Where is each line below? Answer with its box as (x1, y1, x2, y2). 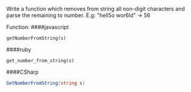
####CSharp (6, 68, 39, 76)
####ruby (6, 46, 32, 53)
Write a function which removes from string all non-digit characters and (6, 5, 185, 12)
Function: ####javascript (6, 24, 69, 30)
